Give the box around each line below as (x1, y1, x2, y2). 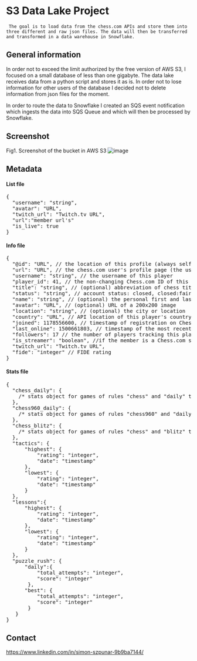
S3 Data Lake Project (6, 4, 110, 18)
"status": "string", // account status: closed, (12, 290, 155, 297)
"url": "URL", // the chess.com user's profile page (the (12, 266, 183, 273)
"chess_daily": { (12, 387, 62, 393)
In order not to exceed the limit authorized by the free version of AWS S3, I (6, 65, 186, 72)
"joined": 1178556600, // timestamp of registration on (12, 319, 176, 326)
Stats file (6, 368, 29, 375)
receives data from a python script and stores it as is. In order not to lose (6, 78, 182, 85)
